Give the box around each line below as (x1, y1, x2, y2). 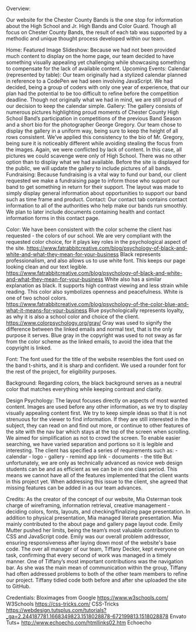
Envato (169, 613, 187, 620)
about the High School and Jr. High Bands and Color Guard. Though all (6, 23, 177, 29)
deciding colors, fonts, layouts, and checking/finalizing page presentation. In (6, 508, 191, 515)
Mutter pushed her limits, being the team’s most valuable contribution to (6, 527, 180, 534)
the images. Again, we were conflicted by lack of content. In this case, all (6, 146, 183, 153)
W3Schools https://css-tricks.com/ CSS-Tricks (6, 600, 119, 607)
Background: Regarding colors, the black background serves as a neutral (6, 379, 182, 386)
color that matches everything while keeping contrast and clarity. (6, 386, 163, 392)
